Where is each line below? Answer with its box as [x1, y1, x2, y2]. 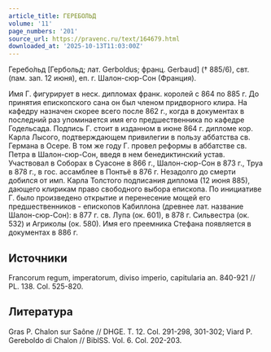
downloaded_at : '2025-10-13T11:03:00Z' [8, 42, 144, 51]
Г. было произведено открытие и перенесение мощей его [8, 193, 211, 203]
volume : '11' [8, 20, 53, 28]
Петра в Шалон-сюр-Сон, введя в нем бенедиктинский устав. [8, 150, 225, 160]
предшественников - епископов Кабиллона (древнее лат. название [8, 201, 244, 212]
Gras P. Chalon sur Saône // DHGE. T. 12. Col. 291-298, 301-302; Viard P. [8, 327, 253, 337]
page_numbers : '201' [8, 27, 79, 35]
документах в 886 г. [8, 227, 79, 237]
